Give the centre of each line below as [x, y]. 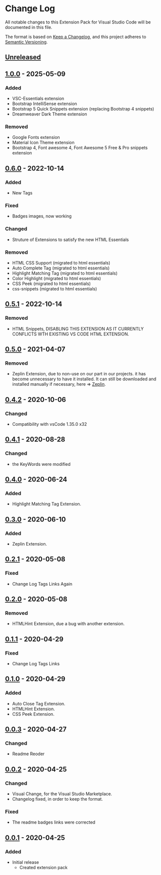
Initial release [25, 862]
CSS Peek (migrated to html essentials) [51, 284]
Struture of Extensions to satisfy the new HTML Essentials [70, 240]
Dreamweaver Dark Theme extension [50, 114]
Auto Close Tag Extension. [39, 703]
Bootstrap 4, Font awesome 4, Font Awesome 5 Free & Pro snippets [80, 148]
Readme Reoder [28, 754]
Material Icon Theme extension [43, 143]
